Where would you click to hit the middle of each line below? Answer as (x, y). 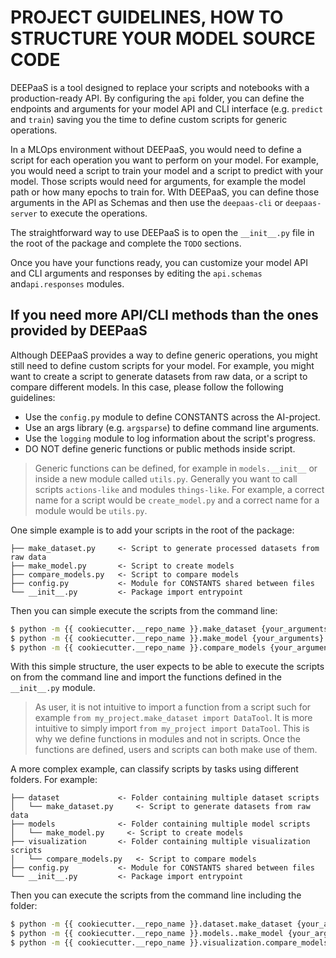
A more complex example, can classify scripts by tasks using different (154, 769)
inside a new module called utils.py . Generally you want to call (166, 478)
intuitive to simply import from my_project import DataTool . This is (172, 728)
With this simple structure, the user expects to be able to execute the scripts (167, 667)
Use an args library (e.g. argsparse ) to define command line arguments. (172, 427)
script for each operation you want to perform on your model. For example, (164, 160)
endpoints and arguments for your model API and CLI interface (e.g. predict (167, 108)
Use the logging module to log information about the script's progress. (170, 438)
